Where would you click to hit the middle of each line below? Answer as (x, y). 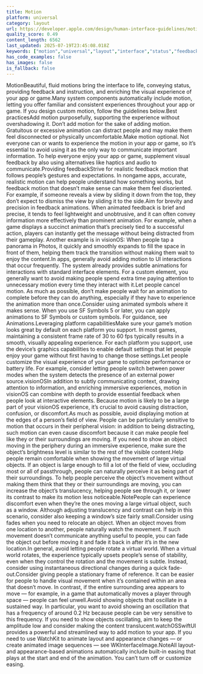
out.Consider (22, 574)
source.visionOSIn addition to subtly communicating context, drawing (93, 382)
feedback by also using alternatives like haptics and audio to (82, 163)
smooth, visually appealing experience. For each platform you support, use (99, 343)
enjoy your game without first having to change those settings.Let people (97, 355)
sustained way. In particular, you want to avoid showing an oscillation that (98, 607)
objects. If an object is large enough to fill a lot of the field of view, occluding (101, 465)
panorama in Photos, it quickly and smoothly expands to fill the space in (96, 246)
